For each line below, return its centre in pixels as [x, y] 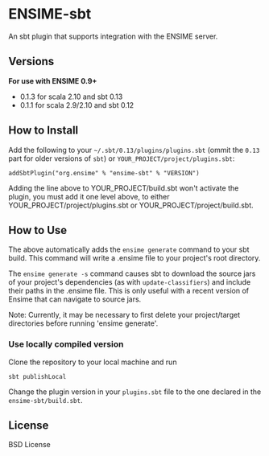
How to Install [43, 131]
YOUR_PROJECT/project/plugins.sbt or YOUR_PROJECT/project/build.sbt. [131, 205]
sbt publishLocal [37, 376]
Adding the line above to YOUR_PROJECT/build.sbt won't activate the [124, 188]
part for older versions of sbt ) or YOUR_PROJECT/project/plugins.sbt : [122, 158]
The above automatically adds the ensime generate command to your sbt [129, 249]
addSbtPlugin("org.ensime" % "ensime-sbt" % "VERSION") [104, 173]
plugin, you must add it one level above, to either [89, 196]
